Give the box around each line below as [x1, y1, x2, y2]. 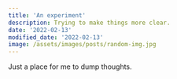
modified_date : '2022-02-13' [8, 33, 104, 41]
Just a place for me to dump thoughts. [8, 62, 132, 71]
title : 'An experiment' [8, 11, 87, 20]
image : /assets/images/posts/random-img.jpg [8, 41, 157, 48]
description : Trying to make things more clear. [8, 19, 171, 27]
